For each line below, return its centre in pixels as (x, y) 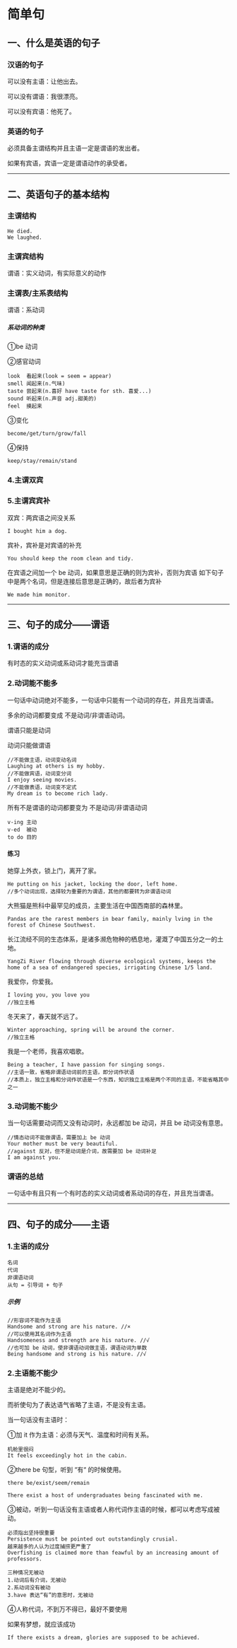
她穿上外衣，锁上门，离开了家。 (54, 871)
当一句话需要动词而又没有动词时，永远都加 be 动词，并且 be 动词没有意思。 (117, 1123)
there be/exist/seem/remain (49, 1483)
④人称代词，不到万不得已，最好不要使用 (67, 1609)
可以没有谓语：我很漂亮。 (44, 96)
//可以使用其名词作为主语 (39, 1334)
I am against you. (34, 1158)
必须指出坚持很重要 (31, 1533)
